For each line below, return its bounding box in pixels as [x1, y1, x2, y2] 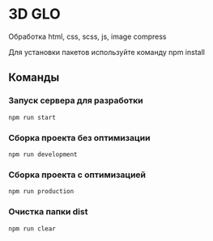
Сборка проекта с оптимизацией [8, 169, 147, 180]
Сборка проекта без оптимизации [8, 132, 151, 143]
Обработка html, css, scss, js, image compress [8, 32, 167, 41]
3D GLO [8, 5, 61, 23]
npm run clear [8, 224, 57, 233]
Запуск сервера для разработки [8, 95, 143, 106]
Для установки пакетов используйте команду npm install [8, 47, 205, 57]
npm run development [8, 150, 79, 159]
